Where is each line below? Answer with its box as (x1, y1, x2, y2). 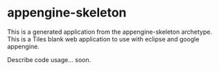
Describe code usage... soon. (7, 55, 91, 63)
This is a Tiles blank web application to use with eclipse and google (7, 34, 200, 43)
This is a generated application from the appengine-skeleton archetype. (7, 28, 213, 36)
